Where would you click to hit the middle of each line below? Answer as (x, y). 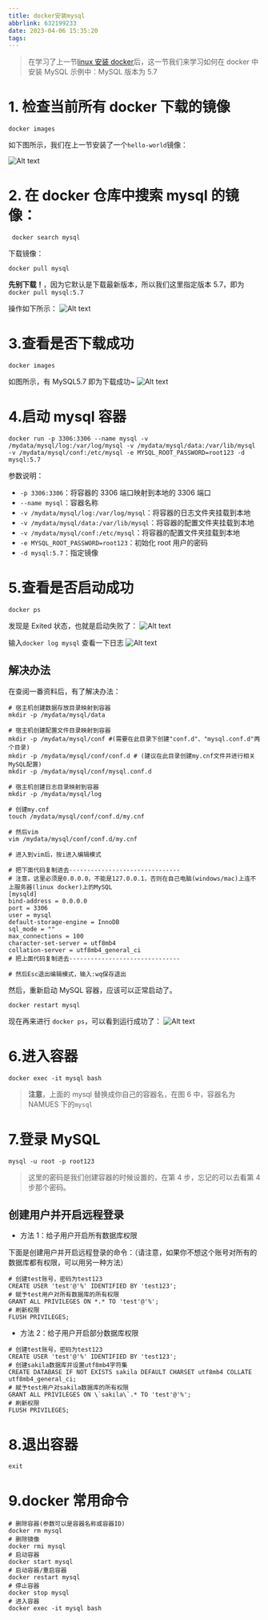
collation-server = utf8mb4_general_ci (75, 950)
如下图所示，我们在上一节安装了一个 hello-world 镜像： (98, 145)
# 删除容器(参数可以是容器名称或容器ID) (67, 1524)
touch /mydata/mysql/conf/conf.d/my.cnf (77, 816)
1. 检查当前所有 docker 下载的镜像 (119, 107)
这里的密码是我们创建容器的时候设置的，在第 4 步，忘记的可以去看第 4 (144, 1177)
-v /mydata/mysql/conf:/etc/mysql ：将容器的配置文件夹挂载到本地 (130, 533)
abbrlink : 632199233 (43, 23)
